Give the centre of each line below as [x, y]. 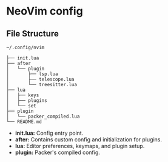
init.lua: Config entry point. [49, 133]
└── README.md [24, 122]
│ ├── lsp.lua [32, 74]
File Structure [32, 34]
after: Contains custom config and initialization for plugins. [89, 140]
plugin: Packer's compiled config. [57, 152]
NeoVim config [45, 11]
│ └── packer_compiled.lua [43, 116]
